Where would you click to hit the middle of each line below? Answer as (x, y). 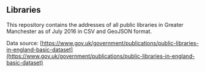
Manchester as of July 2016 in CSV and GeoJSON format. (79, 31)
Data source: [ (24, 43)
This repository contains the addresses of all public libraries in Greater (95, 24)
